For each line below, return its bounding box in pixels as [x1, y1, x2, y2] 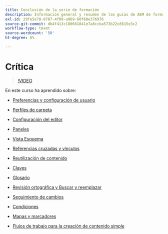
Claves [12, 164, 27, 170]
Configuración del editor [12, 116, 63, 122]
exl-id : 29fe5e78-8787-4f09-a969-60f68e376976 [5, 16, 104, 21]
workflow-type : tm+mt [5, 26, 50, 31]
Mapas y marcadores [12, 213, 56, 219]
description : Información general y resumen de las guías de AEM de [5, 12, 151, 17]
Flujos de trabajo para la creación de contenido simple [12, 223, 125, 229]
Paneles [12, 126, 29, 132]
